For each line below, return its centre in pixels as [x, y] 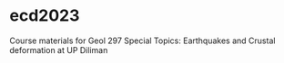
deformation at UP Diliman [59, 49]
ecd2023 [45, 16]
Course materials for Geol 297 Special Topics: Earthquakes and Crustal [142, 40]
